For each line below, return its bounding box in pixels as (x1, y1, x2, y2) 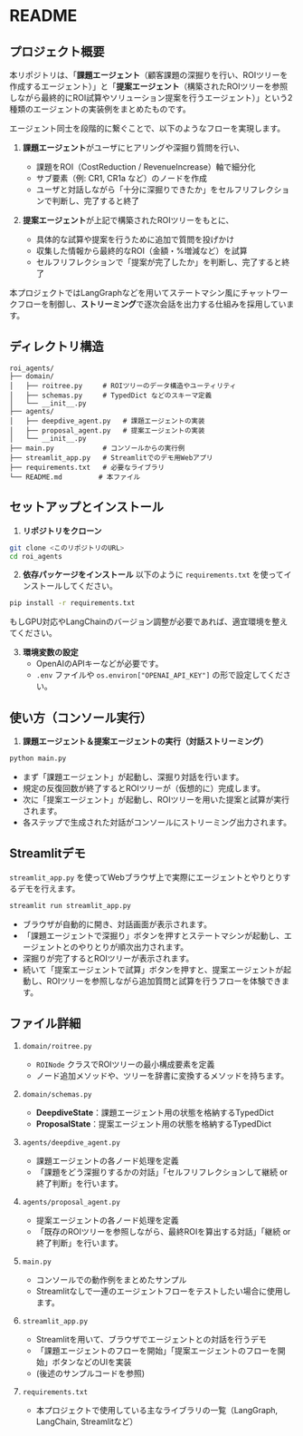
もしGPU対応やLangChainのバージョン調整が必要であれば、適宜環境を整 (9, 616, 280, 627)
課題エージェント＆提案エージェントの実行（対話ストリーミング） (22, 736, 269, 747)
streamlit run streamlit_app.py (9, 901, 131, 910)
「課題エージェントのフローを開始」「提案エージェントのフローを (35, 1345, 279, 1356)
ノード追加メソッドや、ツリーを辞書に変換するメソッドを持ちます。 (35, 1070, 289, 1081)
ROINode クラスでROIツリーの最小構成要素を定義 (35, 1059, 215, 1070)
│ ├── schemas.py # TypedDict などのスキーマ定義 (9, 391, 213, 400)
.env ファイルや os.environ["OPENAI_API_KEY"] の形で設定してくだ (35, 669, 283, 680)
